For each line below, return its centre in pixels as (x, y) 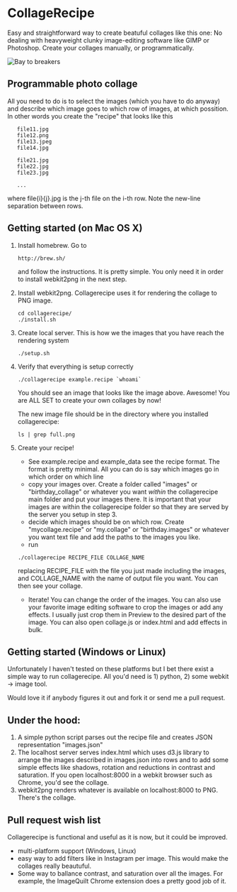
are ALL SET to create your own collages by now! (89, 400)
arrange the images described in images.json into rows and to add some (123, 760)
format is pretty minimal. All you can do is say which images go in (123, 469)
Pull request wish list (54, 820)
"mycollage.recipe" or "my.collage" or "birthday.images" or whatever (129, 529)
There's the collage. (47, 798)
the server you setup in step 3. (73, 514)
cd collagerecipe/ (45, 313)
